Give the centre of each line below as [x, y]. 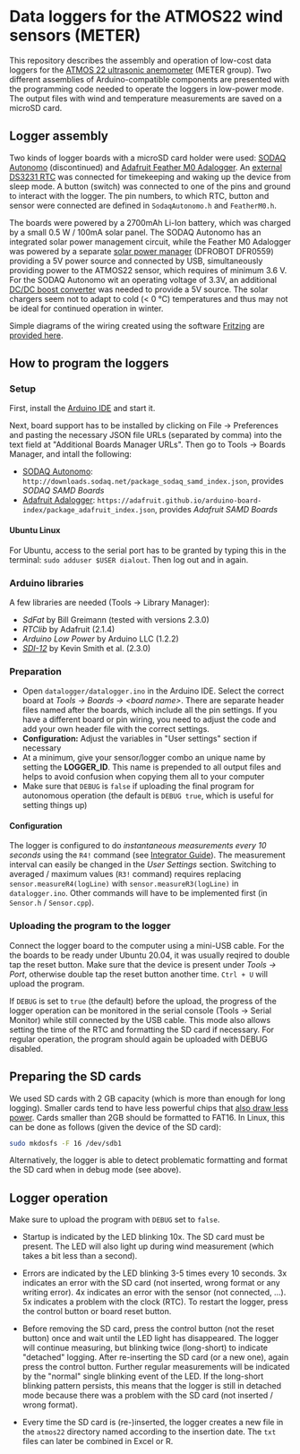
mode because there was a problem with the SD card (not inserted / [147, 1396]
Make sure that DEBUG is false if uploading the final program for [138, 787]
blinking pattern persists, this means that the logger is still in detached [152, 1386]
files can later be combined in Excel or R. [98, 1441]
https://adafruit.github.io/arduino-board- [180, 501]
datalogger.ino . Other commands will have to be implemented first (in [138, 893]
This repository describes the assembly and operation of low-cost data [140, 60]
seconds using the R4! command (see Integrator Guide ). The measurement [147, 855]
